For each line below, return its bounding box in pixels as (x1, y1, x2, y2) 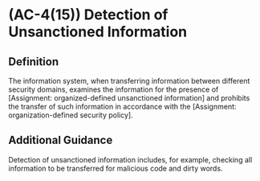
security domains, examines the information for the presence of (8, 84, 219, 94)
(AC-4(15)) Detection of (8, 6, 169, 24)
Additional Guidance (8, 134, 113, 147)
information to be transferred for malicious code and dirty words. (8, 163, 223, 173)
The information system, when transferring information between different (8, 76, 250, 85)
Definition (8, 55, 59, 68)
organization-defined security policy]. (8, 110, 134, 120)
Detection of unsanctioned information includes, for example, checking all (8, 154, 253, 164)
